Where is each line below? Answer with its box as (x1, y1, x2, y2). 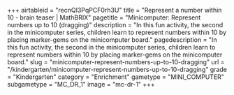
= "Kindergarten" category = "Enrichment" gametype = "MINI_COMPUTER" (7, 73, 225, 81)
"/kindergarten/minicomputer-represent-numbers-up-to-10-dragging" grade (7, 66, 227, 73)
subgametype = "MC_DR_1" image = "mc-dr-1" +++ (7, 80, 155, 88)
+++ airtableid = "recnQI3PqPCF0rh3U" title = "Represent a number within (7, 6, 222, 14)
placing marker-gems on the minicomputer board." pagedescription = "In (7, 36, 217, 44)
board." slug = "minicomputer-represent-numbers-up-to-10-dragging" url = (7, 58, 225, 66)
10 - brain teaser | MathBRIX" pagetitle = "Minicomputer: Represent (7, 13, 201, 22)
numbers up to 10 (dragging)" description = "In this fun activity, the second (7, 21, 224, 29)
